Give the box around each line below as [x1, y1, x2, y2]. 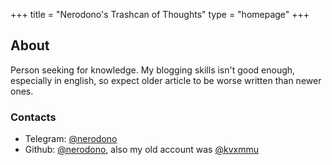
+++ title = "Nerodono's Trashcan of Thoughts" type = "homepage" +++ [10, 9, 310, 20]
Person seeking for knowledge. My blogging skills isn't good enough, [10, 64, 296, 76]
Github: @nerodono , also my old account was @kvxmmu [24, 144, 259, 156]
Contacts [10, 110, 57, 124]
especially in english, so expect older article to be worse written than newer [10, 74, 322, 86]
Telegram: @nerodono [24, 133, 118, 145]
